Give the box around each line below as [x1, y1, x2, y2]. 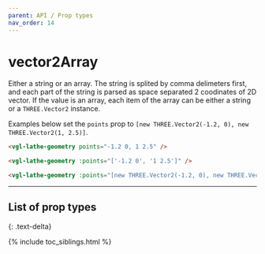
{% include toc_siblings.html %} [8, 237, 112, 246]
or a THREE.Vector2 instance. [8, 104, 101, 114]
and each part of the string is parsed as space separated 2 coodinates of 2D [8, 88, 257, 97]
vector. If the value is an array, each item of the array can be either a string [8, 95, 251, 105]
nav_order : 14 [8, 19, 55, 27]
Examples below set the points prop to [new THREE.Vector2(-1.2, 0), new [8, 119, 249, 129]
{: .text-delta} [8, 222, 52, 231]
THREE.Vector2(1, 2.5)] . [8, 128, 88, 137]
